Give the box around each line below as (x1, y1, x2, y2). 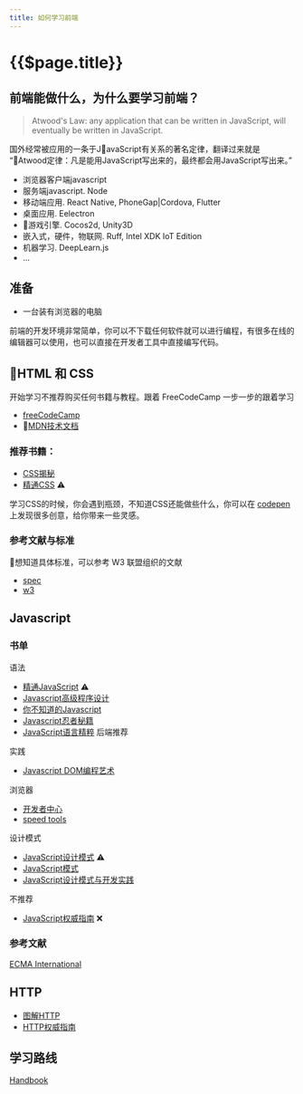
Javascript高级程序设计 (22, 692, 110, 703)
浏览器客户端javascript (22, 174, 107, 185)
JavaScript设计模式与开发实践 (22, 874, 135, 885)
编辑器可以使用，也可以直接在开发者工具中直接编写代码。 (9, 337, 223, 348)
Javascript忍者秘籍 (22, 715, 94, 725)
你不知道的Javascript (22, 704, 102, 715)
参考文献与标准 (9, 534, 75, 547)
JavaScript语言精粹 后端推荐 (22, 726, 128, 737)
